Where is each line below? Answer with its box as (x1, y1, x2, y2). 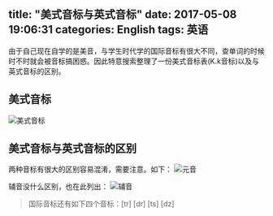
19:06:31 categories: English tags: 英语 (8, 23, 209, 37)
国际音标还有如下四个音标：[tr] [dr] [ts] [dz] (28, 199, 175, 209)
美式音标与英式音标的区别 (8, 141, 136, 156)
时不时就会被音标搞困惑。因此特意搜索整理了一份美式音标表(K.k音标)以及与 (8, 56, 260, 66)
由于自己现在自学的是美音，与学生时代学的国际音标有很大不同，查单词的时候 (8, 45, 265, 55)
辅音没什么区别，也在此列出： (8, 182, 108, 192)
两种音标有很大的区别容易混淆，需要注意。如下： (8, 165, 172, 175)
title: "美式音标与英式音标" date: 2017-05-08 (8, 7, 237, 22)
